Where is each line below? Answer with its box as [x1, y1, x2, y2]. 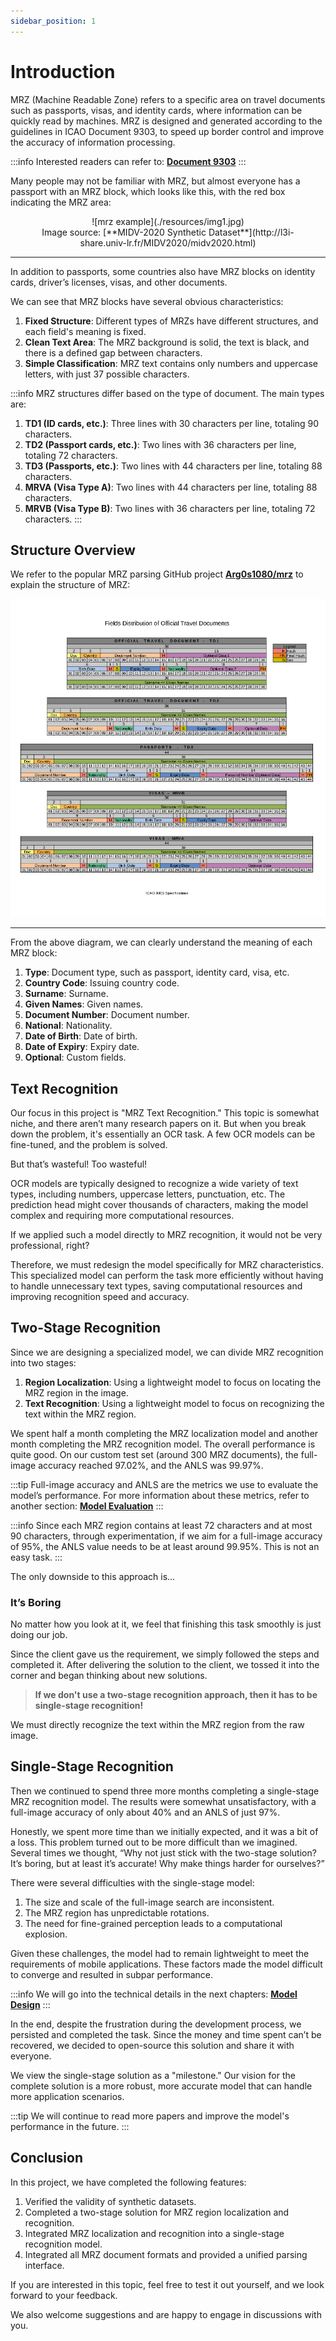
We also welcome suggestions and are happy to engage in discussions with [10, 2308, 322, 2320]
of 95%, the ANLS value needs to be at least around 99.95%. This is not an [10, 1540, 320, 1552]
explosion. [24, 1928, 68, 1940]
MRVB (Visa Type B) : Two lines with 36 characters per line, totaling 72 [24, 502, 316, 514]
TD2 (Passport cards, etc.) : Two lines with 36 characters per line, [24, 438, 297, 450]
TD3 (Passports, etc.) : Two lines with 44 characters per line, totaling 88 [24, 460, 323, 472]
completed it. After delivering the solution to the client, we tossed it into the [10, 1659, 320, 1671]
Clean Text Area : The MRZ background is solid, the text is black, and [24, 336, 310, 348]
